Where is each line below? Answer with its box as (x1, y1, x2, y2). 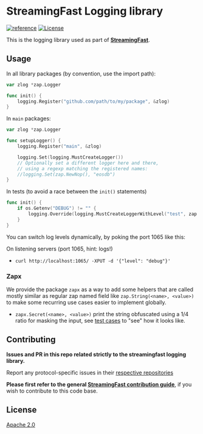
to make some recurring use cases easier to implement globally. (6, 298, 167, 306)
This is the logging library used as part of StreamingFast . (6, 36, 150, 43)
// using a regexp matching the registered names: (17, 165, 148, 171)
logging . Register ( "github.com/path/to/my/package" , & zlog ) (17, 98, 170, 105)
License (6, 405, 37, 415)
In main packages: (6, 115, 51, 122)
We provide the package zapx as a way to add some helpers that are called (6, 286, 193, 293)
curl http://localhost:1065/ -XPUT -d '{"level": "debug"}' (15, 258, 171, 264)
